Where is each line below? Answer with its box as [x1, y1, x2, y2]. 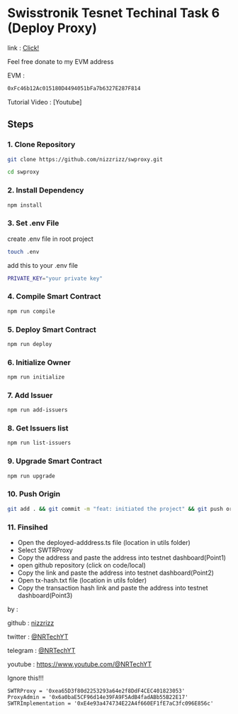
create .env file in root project [7, 234, 93, 243]
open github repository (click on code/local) [17, 561, 147, 569]
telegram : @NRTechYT [7, 646, 76, 654]
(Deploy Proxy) [7, 20, 97, 36]
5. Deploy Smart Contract [7, 325, 97, 335]
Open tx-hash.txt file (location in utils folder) [17, 575, 147, 584]
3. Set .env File [7, 218, 59, 228]
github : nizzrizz [7, 618, 55, 627]
